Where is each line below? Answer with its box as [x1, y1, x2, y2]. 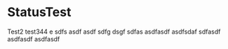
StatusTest [7, 4, 72, 20]
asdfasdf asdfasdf [7, 34, 60, 43]
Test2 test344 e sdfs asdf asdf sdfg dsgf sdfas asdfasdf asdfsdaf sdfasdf [7, 27, 221, 36]
